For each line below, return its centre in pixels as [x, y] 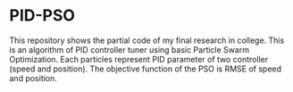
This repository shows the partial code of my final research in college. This [147, 40]
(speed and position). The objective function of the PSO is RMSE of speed [146, 69]
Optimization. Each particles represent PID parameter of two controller [139, 59]
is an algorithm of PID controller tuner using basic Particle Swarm [130, 49]
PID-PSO [42, 16]
